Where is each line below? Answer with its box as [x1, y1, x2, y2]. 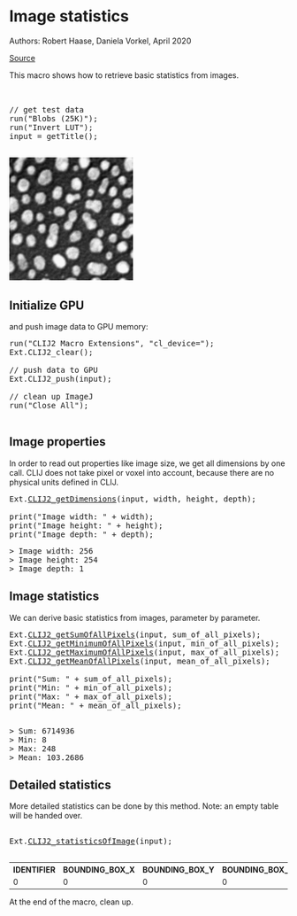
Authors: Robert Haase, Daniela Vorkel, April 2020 [9, 35, 192, 46]
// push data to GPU [9, 365, 99, 375]
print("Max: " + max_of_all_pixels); [9, 691, 173, 702]
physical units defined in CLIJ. [9, 477, 119, 487]
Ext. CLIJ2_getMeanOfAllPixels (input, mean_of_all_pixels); [9, 656, 271, 666]
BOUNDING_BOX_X [63, 864, 135, 874]
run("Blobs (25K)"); [9, 113, 99, 123]
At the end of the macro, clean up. [9, 897, 134, 907]
